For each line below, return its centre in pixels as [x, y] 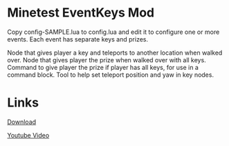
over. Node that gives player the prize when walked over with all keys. [107, 60]
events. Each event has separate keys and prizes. [78, 39]
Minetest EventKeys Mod [81, 13]
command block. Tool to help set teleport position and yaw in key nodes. [111, 75]
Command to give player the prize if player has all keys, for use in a [103, 67]
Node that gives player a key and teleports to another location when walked [115, 53]
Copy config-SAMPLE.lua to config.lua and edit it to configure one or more [113, 32]
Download [22, 122]
